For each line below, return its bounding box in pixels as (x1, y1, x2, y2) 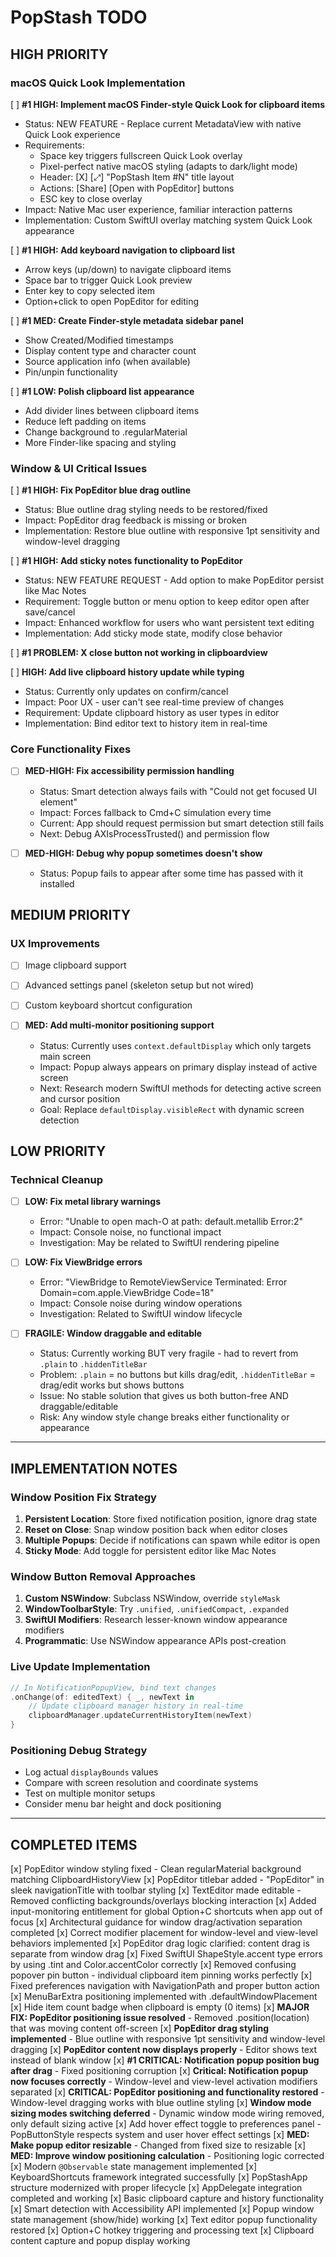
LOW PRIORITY (10, 1142, 107, 1160)
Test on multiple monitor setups (24, 1787, 156, 1800)
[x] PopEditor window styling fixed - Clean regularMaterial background (10, 1863, 302, 1875)
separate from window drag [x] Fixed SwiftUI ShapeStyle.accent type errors (10, 1948, 323, 1960)
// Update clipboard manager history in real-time (28, 1701, 244, 1711)
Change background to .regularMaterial (24, 426, 188, 438)
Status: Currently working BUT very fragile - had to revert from (39, 1347, 299, 1360)
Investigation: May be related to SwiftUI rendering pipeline (39, 1237, 280, 1249)
